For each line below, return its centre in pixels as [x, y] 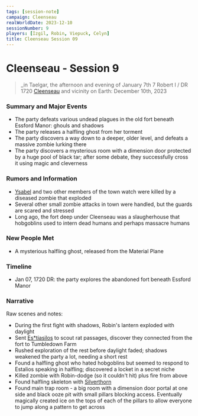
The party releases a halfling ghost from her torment [79, 132]
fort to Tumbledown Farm [46, 344]
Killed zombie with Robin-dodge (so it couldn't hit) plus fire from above [101, 376]
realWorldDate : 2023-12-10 [39, 22]
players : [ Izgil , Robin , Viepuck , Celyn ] [58, 34]
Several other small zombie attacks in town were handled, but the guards [103, 204]
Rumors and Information [42, 179]
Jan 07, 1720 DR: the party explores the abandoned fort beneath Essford [103, 279]
